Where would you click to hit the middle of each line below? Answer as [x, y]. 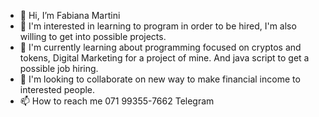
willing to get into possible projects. [93, 36]
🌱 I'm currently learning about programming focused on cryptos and [160, 47]
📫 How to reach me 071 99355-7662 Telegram [117, 101]
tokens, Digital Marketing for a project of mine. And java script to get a [164, 58]
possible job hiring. [59, 68]
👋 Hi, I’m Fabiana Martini [70, 15]
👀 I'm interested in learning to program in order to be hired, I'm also [158, 26]
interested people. [57, 89]
